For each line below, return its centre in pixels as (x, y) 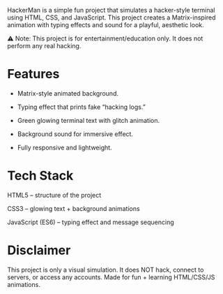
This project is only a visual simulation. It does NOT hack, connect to (106, 270)
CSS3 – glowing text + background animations (74, 208)
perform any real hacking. (44, 46)
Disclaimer (39, 250)
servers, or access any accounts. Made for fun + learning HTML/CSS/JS (111, 277)
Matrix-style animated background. (68, 93)
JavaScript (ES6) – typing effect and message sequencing (91, 222)
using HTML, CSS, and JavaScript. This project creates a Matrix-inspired (111, 17)
